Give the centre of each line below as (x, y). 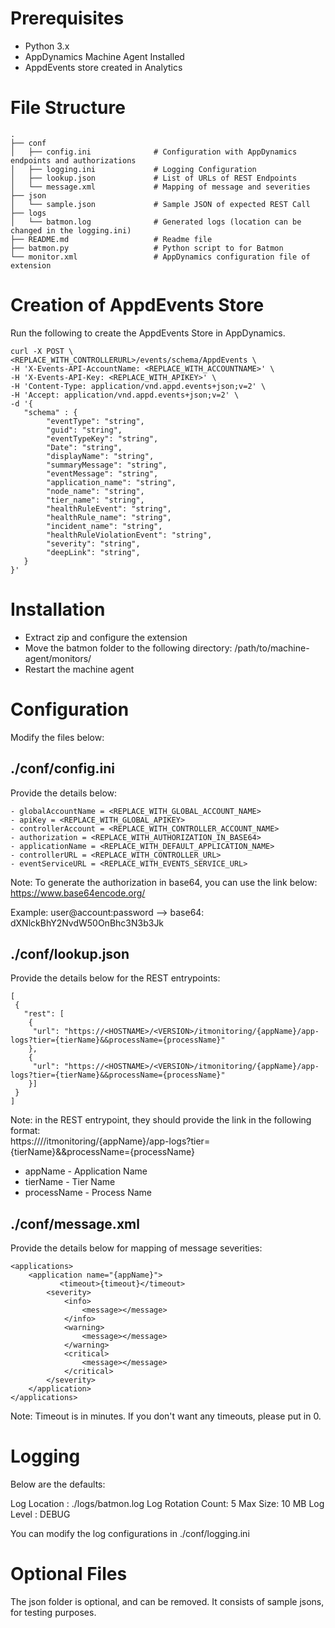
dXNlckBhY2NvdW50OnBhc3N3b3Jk (87, 923)
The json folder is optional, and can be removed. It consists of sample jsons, (167, 1601)
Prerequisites (67, 18)
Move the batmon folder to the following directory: (128, 648)
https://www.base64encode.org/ (78, 893)
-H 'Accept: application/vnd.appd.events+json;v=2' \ (125, 395)
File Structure (68, 108)
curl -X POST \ (42, 351)
